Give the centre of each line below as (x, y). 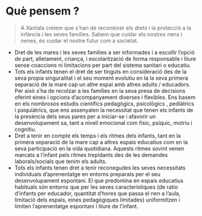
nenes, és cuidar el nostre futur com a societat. (79, 40)
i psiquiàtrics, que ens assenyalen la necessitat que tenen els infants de (104, 110)
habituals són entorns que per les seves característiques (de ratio (96, 187)
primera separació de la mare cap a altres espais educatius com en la (101, 142)
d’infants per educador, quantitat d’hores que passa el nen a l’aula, (97, 193)
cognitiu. (25, 129)
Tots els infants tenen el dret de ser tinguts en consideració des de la (100, 71)
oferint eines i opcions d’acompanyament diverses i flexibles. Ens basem (105, 97)
